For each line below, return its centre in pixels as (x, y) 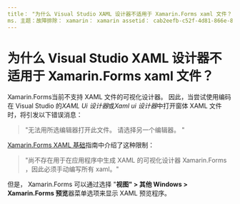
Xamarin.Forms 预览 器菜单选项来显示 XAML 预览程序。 (89, 193)
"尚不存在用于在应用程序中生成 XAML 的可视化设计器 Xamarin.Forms (126, 160)
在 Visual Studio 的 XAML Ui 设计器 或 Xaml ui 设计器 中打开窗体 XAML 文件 (115, 106)
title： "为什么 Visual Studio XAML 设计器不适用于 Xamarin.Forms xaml (110, 14)
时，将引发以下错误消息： (45, 115)
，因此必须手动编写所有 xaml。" (72, 169)
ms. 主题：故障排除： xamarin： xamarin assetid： (79, 21)
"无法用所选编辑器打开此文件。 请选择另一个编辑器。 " (105, 130)
